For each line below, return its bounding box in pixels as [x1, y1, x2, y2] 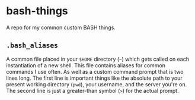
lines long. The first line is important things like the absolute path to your [6, 74, 183, 82]
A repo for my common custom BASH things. [6, 24, 116, 31]
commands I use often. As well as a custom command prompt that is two [6, 68, 184, 75]
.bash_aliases [6, 41, 58, 50]
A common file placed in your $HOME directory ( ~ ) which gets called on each [6, 55, 190, 62]
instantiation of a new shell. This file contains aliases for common [6, 61, 166, 69]
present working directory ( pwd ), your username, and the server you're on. [6, 80, 187, 87]
